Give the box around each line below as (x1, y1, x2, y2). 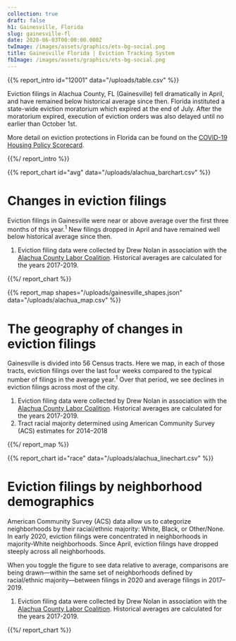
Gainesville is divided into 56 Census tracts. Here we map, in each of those (7, 359, 225, 367)
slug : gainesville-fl (7, 30, 71, 37)
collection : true (7, 10, 58, 18)
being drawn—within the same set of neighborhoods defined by (7, 568, 193, 577)
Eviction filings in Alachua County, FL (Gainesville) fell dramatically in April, (7, 89, 224, 98)
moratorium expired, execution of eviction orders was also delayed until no (7, 112, 224, 120)
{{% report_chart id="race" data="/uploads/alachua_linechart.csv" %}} (7, 454, 214, 462)
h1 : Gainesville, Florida (7, 23, 83, 30)
